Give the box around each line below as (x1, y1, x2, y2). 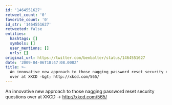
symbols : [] (10, 41, 36, 46)
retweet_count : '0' (5, 12, 47, 17)
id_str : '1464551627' (5, 22, 52, 27)
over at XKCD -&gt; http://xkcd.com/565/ (10, 74, 100, 79)
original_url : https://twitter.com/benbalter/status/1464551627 (5, 55, 145, 60)
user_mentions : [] (10, 46, 50, 51)
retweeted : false (5, 27, 42, 32)
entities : (5, 31, 27, 36)
